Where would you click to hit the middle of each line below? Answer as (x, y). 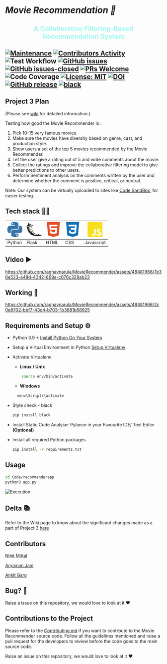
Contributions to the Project (49, 619)
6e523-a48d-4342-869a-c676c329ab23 (47, 277)
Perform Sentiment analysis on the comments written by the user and (83, 175)
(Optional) (23, 430)
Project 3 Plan (27, 102)
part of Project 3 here (27, 528)
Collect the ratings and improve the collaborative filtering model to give (85, 165)
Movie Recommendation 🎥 (61, 10)
